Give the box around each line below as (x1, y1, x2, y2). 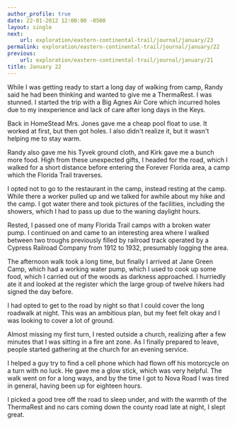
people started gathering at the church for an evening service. (7, 345, 189, 354)
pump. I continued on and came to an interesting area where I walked (7, 228, 209, 236)
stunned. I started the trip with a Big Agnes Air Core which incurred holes (7, 97, 221, 106)
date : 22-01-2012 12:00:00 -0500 (7, 17, 106, 24)
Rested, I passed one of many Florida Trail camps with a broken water (7, 221, 211, 229)
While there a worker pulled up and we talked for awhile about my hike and (7, 192, 225, 200)
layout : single (7, 23, 52, 31)
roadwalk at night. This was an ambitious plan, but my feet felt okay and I (7, 308, 221, 317)
